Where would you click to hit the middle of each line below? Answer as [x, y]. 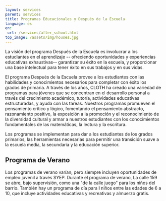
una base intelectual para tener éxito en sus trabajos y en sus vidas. [74, 67]
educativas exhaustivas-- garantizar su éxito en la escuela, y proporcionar [81, 62]
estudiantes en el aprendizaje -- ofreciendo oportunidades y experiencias [81, 57]
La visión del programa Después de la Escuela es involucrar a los [71, 51]
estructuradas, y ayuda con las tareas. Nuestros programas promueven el [80, 103]
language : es [19, 24]
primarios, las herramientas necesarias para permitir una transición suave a [82, 139]
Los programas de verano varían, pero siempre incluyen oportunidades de [81, 172]
